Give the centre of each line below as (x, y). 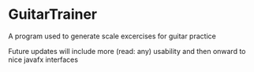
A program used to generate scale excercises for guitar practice (112, 36)
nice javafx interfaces (43, 59)
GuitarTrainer (52, 14)
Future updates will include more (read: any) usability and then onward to (127, 51)
